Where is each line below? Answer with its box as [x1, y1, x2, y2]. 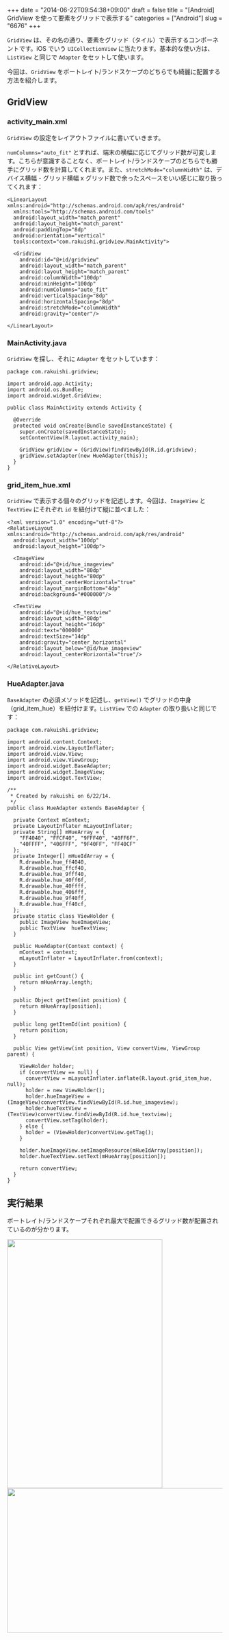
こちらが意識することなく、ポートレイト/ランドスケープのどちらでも [18, 157, 212, 165]
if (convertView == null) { [19, 1069, 99, 1076]
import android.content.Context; [7, 738, 103, 746]
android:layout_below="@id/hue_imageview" [19, 645, 142, 652]
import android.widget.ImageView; [7, 768, 106, 775]
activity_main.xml [7, 117, 68, 126]
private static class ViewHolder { [13, 912, 115, 919]
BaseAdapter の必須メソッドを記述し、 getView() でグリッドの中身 [7, 695, 192, 704]
